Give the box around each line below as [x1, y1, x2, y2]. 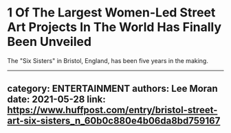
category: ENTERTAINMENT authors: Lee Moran [7, 83, 218, 95]
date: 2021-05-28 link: [7, 94, 107, 106]
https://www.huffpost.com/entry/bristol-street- [7, 104, 218, 116]
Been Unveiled [7, 34, 91, 49]
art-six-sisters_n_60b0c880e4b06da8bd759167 [7, 115, 221, 127]
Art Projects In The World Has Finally [7, 19, 222, 35]
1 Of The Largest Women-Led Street [7, 5, 216, 21]
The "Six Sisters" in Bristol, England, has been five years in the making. [7, 56, 208, 64]
